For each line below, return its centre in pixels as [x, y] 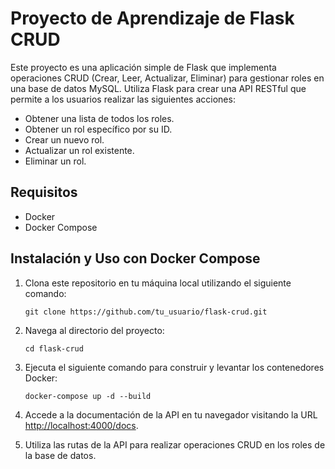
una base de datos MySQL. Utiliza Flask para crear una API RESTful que [158, 88]
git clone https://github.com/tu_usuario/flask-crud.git [146, 312]
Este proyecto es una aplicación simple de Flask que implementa [143, 67]
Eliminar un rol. [55, 161]
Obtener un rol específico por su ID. [98, 129]
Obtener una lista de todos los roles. [99, 118]
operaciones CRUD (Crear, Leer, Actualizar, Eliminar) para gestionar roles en [167, 78]
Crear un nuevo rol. [64, 139]
